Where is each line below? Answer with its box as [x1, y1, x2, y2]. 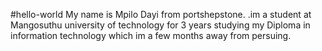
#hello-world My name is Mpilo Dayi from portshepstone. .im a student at [10, 9, 312, 20]
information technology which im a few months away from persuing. [10, 30, 292, 41]
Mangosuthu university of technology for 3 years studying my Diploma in [10, 19, 311, 31]
